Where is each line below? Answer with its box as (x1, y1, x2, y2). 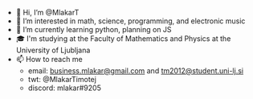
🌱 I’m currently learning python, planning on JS (15, 25, 172, 34)
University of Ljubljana (15, 45, 91, 55)
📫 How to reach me (15, 55, 83, 64)
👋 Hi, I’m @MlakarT (15, 8, 80, 17)
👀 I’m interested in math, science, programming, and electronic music (15, 16, 246, 26)
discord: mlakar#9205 (27, 83, 102, 93)
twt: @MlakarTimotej (27, 75, 96, 84)
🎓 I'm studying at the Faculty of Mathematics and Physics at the (15, 34, 231, 43)
